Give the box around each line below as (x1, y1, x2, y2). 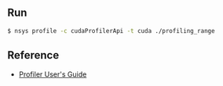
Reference (7, 48, 60, 62)
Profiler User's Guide (18, 70, 87, 79)
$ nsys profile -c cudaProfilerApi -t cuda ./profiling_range (7, 27, 215, 34)
